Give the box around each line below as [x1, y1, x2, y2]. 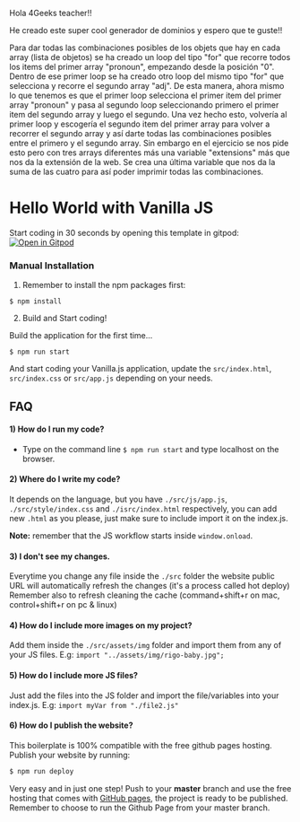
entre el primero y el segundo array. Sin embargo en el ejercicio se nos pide [9, 138, 289, 148]
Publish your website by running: [9, 749, 131, 760]
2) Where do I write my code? [9, 474, 121, 485]
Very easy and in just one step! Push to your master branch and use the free [9, 783, 292, 793]
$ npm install [9, 297, 63, 306]
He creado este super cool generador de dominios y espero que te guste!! [9, 25, 283, 35]
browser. [21, 453, 56, 464]
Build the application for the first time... [9, 330, 153, 341]
